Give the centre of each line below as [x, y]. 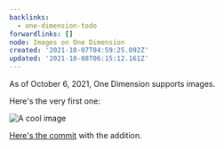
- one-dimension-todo [57, 26]
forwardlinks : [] [41, 34]
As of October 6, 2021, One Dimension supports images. [112, 84]
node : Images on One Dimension [67, 42]
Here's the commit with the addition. [76, 135]
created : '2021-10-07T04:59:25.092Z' [79, 51]
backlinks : [29, 17]
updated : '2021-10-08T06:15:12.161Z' [79, 59]
